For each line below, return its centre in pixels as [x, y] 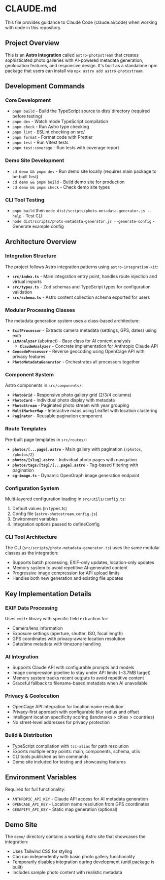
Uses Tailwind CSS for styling [42, 851]
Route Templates [26, 429]
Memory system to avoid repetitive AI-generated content [70, 568]
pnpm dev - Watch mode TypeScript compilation [60, 121]
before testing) [27, 116]
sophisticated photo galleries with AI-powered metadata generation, [74, 60]
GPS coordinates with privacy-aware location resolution [69, 639]
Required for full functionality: [35, 789]
